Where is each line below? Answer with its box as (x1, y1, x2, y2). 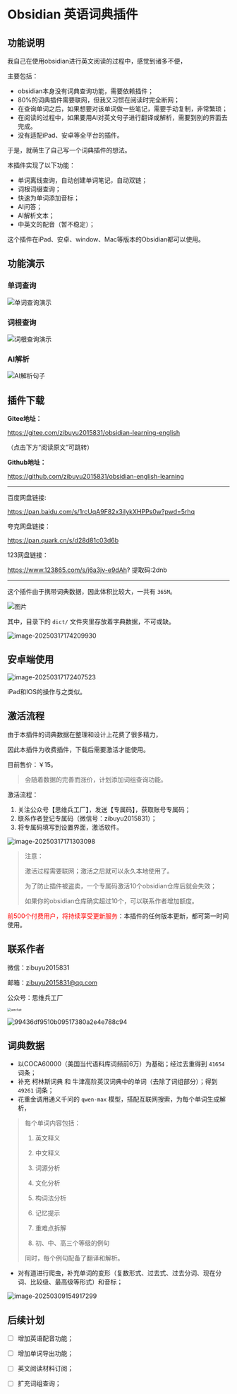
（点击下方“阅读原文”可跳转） (7, 443, 94, 452)
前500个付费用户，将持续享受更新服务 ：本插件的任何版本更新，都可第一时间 (7, 912, 229, 920)
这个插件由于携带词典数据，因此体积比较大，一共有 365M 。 (7, 588, 176, 596)
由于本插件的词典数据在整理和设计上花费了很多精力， (7, 730, 162, 739)
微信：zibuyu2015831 (7, 963, 70, 972)
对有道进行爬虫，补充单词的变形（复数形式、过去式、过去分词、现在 (17, 1269, 216, 1277)
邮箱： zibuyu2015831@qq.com (7, 978, 97, 987)
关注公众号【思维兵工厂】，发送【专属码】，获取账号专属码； (17, 805, 191, 814)
